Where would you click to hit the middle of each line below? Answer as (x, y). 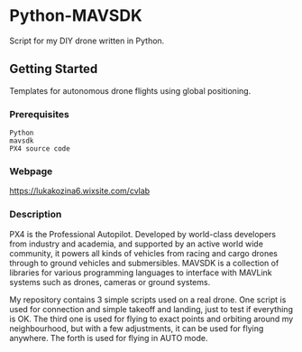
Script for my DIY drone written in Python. (87, 41)
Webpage (31, 171)
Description (36, 215)
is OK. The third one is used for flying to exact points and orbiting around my (151, 319)
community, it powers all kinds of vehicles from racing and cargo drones (143, 253)
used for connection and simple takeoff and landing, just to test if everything (151, 309)
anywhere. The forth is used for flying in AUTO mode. (109, 338)
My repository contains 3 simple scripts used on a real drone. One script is (148, 300)
